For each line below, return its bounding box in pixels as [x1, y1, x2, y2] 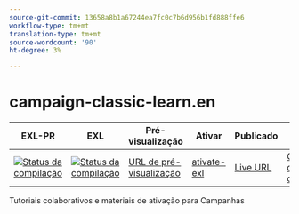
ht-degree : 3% [9, 46, 62, 55]
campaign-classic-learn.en [9, 92, 216, 112]
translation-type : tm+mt [9, 29, 101, 38]
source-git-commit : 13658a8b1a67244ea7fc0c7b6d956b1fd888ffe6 [9, 12, 245, 22]
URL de [128, 156, 159, 169]
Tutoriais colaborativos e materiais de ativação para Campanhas [9, 195, 245, 206]
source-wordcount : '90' [9, 37, 98, 47]
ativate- [191, 156, 227, 169]
